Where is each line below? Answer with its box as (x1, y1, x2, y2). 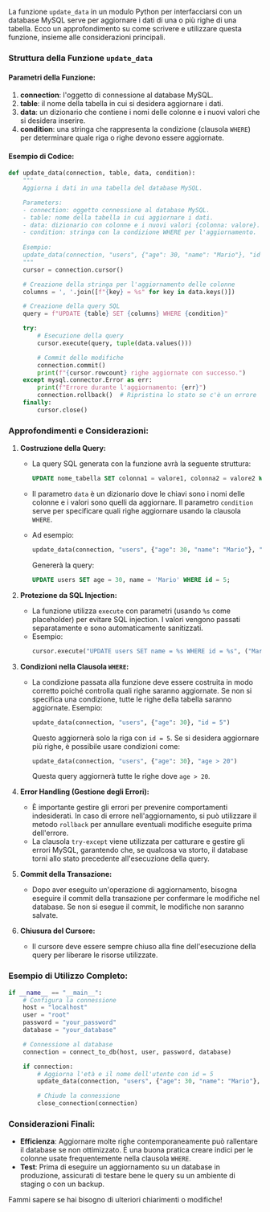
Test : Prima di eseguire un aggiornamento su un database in (19, 1162, 221, 1172)
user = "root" (22, 1011, 70, 1019)
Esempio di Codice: (8, 151, 75, 161)
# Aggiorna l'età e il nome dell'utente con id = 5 (37, 1070, 215, 1078)
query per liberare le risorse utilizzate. (31, 950, 158, 960)
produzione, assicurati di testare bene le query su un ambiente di (19, 1171, 235, 1181)
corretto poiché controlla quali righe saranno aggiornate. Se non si (31, 686, 252, 695)
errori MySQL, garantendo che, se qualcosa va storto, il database (31, 846, 248, 855)
